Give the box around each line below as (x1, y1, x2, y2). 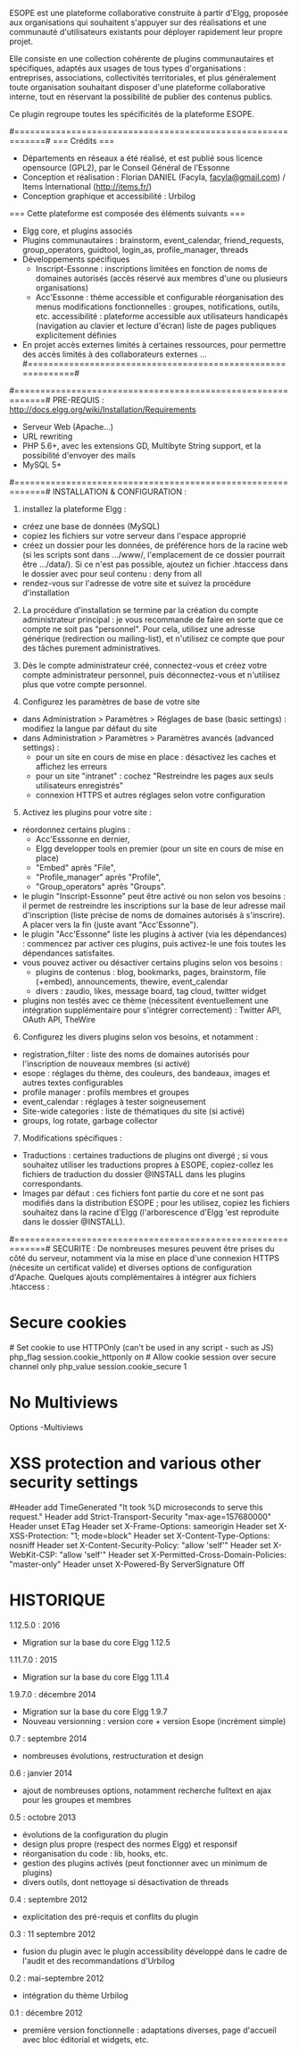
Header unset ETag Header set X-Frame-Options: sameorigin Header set (9, 1520, 277, 1531)
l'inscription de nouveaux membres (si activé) (21, 1058, 190, 1069)
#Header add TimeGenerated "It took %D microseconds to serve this (9, 1502, 263, 1512)
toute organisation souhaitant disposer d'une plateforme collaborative (9, 82, 266, 92)
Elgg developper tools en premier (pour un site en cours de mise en (35, 844, 284, 854)
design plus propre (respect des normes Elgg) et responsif (21, 1839, 238, 1849)
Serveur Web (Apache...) (21, 422, 114, 432)
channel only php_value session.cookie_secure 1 (9, 1360, 187, 1371)
